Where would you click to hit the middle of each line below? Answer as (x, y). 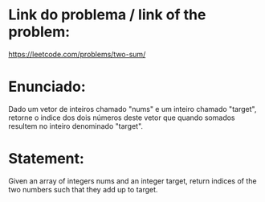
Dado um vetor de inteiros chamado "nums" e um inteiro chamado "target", (132, 109)
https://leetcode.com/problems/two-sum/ (77, 54)
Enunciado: (47, 87)
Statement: (46, 159)
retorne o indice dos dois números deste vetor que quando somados (122, 117)
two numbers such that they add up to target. (83, 189)
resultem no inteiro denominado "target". (75, 126)
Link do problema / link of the (107, 15)
